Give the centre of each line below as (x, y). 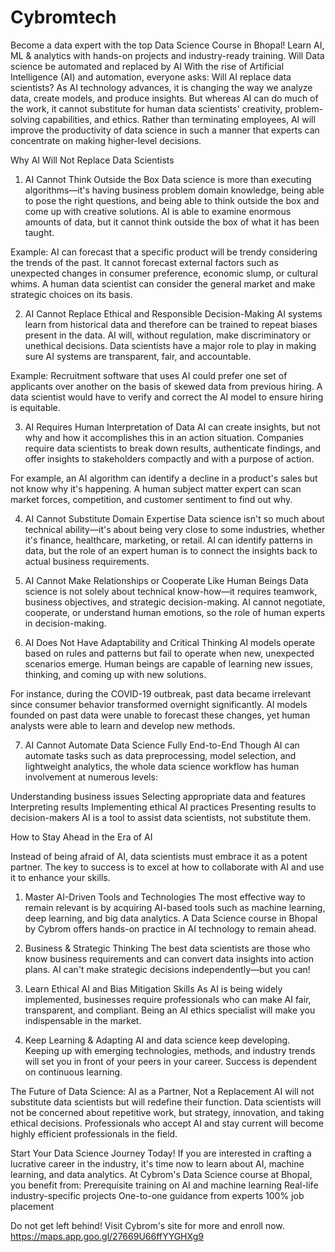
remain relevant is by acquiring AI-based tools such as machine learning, (175, 907)
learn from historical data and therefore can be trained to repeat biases (171, 324)
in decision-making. (65, 623)
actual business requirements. (87, 561)
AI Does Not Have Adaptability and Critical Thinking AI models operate (170, 642)
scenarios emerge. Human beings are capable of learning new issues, (168, 663)
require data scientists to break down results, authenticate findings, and (173, 448)
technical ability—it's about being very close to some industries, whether (175, 529)
